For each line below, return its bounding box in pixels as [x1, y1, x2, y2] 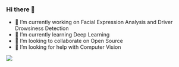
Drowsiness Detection [14, 25, 69, 32]
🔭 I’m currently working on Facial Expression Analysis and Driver [14, 19, 173, 26]
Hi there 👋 [6, 5, 36, 14]
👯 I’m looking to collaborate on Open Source [14, 38, 123, 45]
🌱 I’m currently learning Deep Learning [14, 31, 110, 38]
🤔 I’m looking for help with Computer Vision [14, 43, 121, 51]
